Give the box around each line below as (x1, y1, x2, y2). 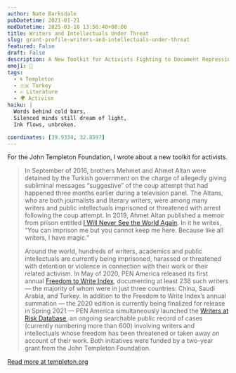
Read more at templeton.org (7, 358, 88, 366)
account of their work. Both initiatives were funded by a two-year (24, 337, 214, 345)
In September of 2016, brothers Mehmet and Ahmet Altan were (24, 166, 206, 175)
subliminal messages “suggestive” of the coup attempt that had (24, 182, 209, 190)
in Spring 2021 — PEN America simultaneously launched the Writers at (24, 306, 229, 316)
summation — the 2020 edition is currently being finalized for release (24, 299, 225, 308)
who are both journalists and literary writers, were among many (24, 196, 209, 205)
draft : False (7, 50, 46, 57)
